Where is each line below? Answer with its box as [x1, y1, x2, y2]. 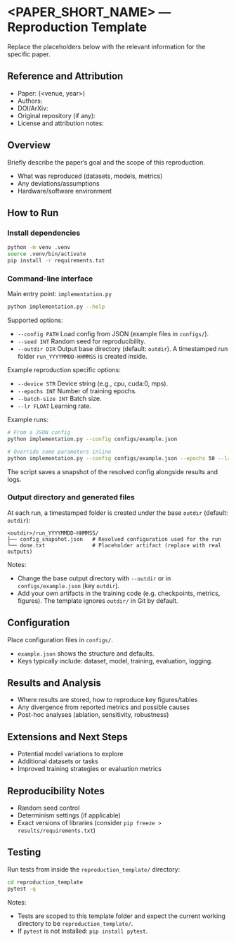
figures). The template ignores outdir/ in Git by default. [17, 596, 178, 605]
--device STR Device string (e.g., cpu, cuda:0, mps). [17, 379, 169, 388]
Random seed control [17, 803, 80, 813]
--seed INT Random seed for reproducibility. [17, 337, 146, 345]
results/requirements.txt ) [17, 826, 96, 834]
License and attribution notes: [17, 119, 104, 127]
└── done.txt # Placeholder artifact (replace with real [7, 542, 221, 549]
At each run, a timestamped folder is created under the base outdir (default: [7, 508, 228, 517]
